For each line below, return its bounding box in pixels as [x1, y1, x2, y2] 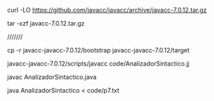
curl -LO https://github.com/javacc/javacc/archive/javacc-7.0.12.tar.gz [7, 6, 207, 14]
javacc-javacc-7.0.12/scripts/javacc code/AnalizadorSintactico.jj [7, 59, 190, 68]
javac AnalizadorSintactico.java [7, 73, 97, 81]
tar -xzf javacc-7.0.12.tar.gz [7, 19, 85, 27]
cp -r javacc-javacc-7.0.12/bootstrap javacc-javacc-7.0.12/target [7, 46, 190, 54]
